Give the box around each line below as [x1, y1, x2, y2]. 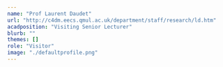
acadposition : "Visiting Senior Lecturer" [7, 23, 132, 30]
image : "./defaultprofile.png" [7, 50, 98, 57]
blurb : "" [7, 29, 36, 37]
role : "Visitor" [7, 43, 54, 50]
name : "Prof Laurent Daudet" [7, 10, 92, 17]
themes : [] [7, 36, 39, 43]
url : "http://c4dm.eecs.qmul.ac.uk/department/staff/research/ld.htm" [7, 17, 217, 24]
